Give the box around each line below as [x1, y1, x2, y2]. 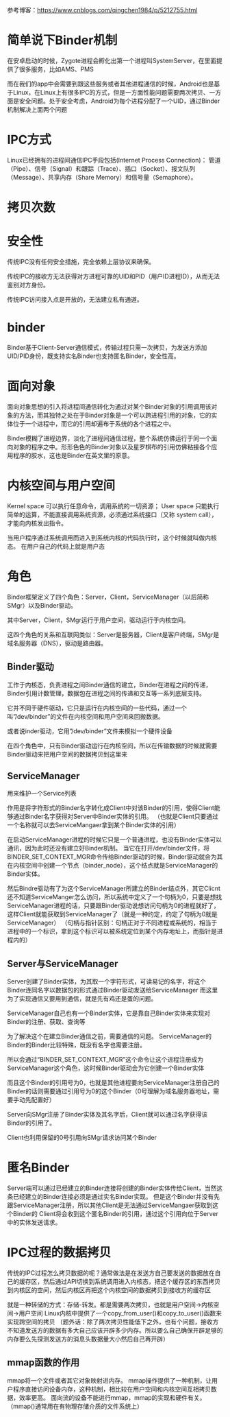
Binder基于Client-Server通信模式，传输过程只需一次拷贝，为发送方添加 [7, 343, 207, 351]
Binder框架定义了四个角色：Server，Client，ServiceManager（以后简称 [7, 593, 209, 601]
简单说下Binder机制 [7, 33, 118, 48]
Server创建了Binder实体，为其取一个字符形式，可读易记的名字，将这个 [7, 977, 207, 986]
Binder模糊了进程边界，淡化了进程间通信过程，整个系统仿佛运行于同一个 [7, 434, 212, 442]
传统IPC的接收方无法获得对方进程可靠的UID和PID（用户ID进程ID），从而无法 [7, 272, 220, 280]
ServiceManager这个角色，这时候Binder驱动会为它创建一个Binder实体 [7, 1064, 205, 1072]
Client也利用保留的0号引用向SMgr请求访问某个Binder [7, 1134, 157, 1142]
